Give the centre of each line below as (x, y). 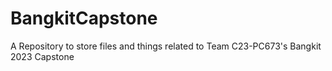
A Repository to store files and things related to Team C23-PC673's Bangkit (166, 46)
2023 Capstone (42, 56)
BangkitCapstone (84, 18)
